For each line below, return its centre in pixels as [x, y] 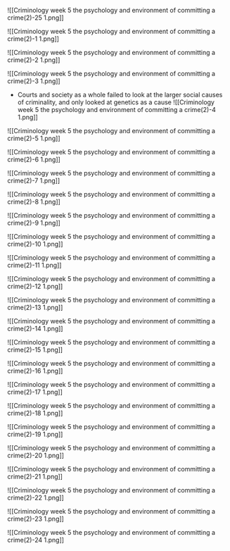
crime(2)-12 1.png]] [35, 286]
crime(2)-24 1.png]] [36, 540]
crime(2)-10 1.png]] [35, 244]
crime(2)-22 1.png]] [36, 497]
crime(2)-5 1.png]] [34, 138]
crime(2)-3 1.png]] [34, 81]
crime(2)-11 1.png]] [34, 265]
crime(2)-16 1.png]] [35, 371]
